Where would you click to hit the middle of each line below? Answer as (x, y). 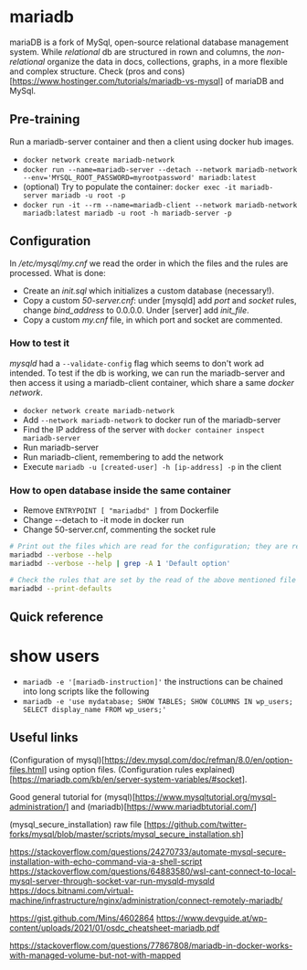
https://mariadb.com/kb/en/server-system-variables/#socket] (128, 779)
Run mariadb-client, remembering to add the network (123, 457)
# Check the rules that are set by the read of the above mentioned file (153, 580)
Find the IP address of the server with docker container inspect (143, 429)
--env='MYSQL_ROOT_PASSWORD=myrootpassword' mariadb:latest (139, 177)
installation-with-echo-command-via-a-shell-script (106, 861)
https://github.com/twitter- (197, 824)
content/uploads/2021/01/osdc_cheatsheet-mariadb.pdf (115, 927)
